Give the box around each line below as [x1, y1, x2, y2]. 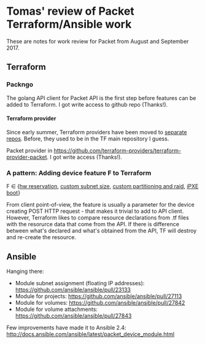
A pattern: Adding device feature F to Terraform [6, 169, 152, 177]
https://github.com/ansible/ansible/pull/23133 [15, 286, 131, 293]
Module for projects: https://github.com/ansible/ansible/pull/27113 [15, 292, 182, 300]
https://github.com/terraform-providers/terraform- [53, 147, 181, 154]
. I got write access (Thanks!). [47, 153, 123, 161]
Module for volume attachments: [15, 305, 98, 313]
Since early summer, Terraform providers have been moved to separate [6, 128, 187, 136]
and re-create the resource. [6, 234, 77, 241]
